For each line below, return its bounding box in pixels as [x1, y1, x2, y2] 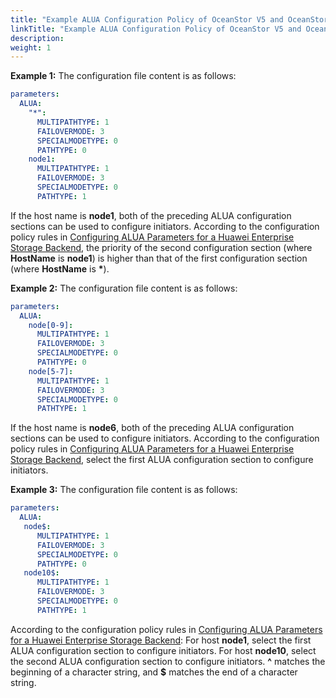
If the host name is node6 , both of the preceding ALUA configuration [10, 422, 295, 434]
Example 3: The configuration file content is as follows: [10, 484, 238, 496]
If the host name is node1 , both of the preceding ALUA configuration [10, 209, 292, 221]
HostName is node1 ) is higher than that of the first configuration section [10, 252, 308, 264]
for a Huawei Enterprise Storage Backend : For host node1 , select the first [10, 634, 312, 646]
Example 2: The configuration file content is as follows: [10, 282, 238, 294]
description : [10, 33, 65, 43]
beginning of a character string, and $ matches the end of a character [10, 666, 298, 678]
